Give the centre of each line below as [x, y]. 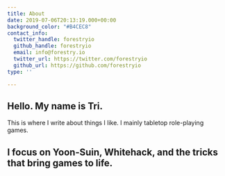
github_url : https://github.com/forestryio [77, 65]
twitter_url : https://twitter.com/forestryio [81, 59]
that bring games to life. [60, 163]
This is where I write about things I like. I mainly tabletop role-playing [106, 123]
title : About [26, 14]
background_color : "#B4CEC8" [49, 26]
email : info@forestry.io [49, 53]
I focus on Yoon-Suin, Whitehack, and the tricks [113, 152]
